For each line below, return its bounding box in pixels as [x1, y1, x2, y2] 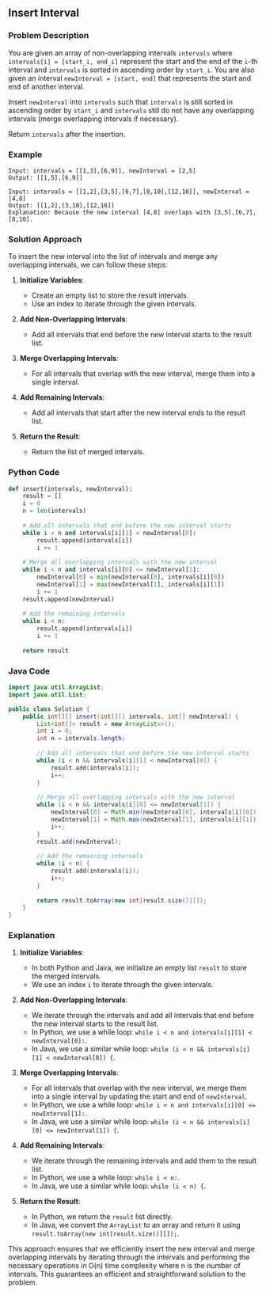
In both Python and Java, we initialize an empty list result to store [31, 963, 247, 973]
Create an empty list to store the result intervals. [31, 291, 189, 300]
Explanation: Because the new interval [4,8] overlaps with [8, 208, 211, 216]
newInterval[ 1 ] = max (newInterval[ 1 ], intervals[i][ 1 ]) [36, 580, 225, 588]
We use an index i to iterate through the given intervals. [31, 980, 214, 989]
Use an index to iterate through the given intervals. [31, 299, 197, 309]
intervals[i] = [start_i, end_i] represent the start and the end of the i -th [8, 56, 258, 66]
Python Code [8, 467, 60, 478]
